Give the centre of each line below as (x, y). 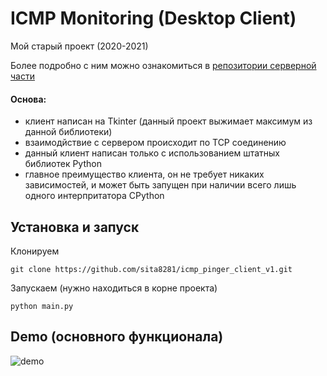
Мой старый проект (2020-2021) (79, 46)
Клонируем (35, 251)
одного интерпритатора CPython (94, 196)
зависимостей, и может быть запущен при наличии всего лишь (160, 185)
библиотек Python (63, 164)
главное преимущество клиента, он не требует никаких (144, 174)
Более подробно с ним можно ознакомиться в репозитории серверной (163, 65)
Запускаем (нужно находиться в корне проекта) (114, 288)
